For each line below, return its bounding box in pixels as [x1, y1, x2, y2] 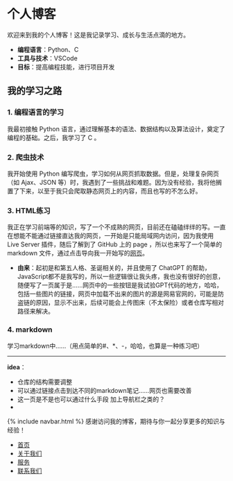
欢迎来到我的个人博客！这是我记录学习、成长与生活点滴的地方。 [7, 31, 189, 39]
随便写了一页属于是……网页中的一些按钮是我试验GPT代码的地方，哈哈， [17, 281, 223, 289]
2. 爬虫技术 [7, 152, 44, 162]
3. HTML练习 [7, 205, 51, 215]
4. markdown [7, 325, 53, 335]
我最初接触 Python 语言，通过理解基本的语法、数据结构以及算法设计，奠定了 [7, 124, 225, 133]
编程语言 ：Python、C [17, 45, 79, 53]
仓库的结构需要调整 [17, 378, 73, 386]
